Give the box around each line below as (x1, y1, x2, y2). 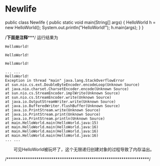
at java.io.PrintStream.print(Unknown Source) (5, 112, 101, 117)
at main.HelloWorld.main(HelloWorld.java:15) (5, 120, 98, 125)
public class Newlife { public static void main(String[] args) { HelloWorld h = (5, 19, 156, 25)
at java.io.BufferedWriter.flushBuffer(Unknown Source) (5, 103, 120, 108)
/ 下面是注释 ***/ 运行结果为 (5, 34, 59, 40)
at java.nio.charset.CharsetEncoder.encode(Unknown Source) (5, 86, 129, 91)
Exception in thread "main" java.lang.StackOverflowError (5, 78, 125, 83)
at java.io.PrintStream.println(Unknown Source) (5, 116, 105, 121)
